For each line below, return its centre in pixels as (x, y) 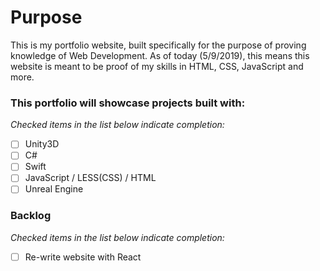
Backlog (31, 216)
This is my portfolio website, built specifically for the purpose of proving (158, 45)
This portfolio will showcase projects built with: (128, 103)
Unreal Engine (54, 189)
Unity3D (42, 144)
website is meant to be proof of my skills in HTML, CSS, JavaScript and (157, 66)
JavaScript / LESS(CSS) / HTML (90, 178)
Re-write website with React (83, 257)
